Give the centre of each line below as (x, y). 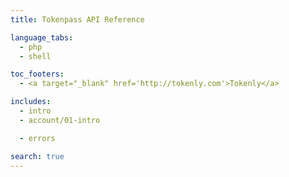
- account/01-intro (60, 120)
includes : (31, 102)
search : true (37, 156)
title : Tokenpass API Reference (77, 19)
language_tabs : (42, 37)
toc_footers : (37, 74)
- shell (35, 56)
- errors (37, 138)
